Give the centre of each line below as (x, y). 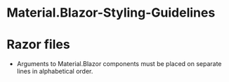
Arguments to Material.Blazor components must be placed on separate (119, 64)
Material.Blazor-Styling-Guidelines (111, 13)
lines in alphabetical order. (55, 72)
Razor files (39, 45)
